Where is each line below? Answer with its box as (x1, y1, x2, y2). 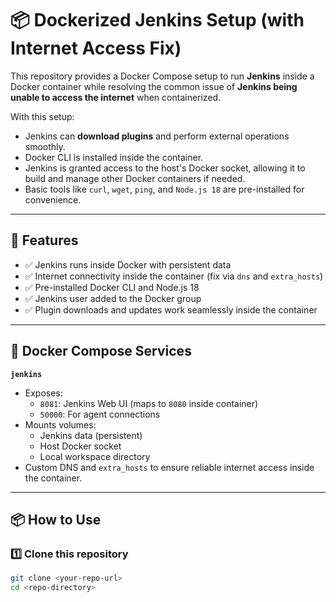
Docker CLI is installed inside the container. (24, 151, 204, 163)
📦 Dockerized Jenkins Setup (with (10, 9, 305, 32)
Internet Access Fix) (10, 37, 182, 60)
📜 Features (10, 232, 79, 249)
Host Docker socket (39, 440, 122, 452)
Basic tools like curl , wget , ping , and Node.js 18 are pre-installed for (24, 183, 305, 195)
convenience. (24, 193, 82, 206)
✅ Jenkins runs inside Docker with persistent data (24, 258, 232, 271)
